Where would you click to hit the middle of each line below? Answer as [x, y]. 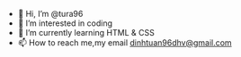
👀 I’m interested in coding [65, 23]
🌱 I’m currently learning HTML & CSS [86, 33]
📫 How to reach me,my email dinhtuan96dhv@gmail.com [125, 43]
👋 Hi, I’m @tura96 [50, 14]
